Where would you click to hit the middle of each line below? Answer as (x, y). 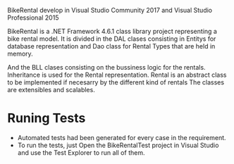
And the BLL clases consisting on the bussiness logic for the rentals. (106, 67)
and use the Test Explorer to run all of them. (81, 152)
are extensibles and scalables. (51, 90)
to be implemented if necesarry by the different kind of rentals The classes (116, 82)
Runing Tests (47, 118)
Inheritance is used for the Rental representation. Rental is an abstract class (117, 75)
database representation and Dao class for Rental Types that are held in (111, 46)
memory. (20, 53)
